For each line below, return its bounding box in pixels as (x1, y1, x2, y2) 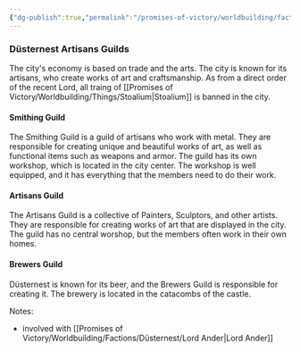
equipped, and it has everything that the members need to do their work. (9, 170, 277, 180)
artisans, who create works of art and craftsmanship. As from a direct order (9, 72, 287, 83)
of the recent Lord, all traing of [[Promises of (9, 81, 174, 92)
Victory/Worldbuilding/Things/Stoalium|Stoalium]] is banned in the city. (9, 91, 271, 102)
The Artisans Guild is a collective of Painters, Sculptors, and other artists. (9, 210, 279, 221)
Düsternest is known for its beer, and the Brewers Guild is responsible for (9, 279, 279, 289)
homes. (9, 239, 37, 249)
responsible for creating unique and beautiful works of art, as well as (9, 141, 262, 152)
